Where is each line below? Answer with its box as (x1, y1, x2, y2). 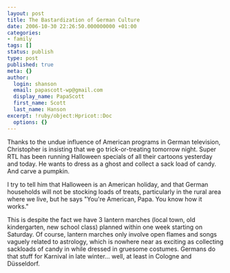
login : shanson (13, 80, 57, 87)
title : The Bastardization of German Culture (7, 17, 140, 23)
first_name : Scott (13, 100, 67, 107)
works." (7, 202, 29, 210)
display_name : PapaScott (13, 94, 85, 100)
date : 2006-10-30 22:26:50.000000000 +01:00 (7, 23, 137, 30)
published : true (7, 61, 54, 68)
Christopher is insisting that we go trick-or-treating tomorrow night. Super (7, 145, 217, 153)
